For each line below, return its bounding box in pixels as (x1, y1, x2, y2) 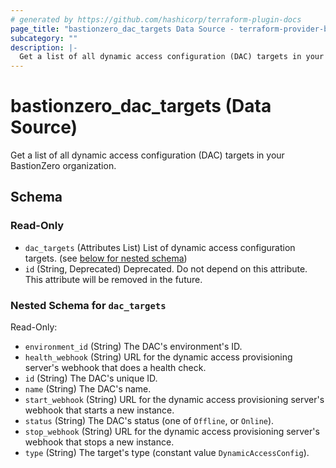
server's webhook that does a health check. (24, 362, 207, 374)
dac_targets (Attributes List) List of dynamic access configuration (24, 241, 296, 253)
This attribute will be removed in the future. (24, 273, 203, 285)
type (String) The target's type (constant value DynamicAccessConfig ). (24, 447, 310, 459)
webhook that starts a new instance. (24, 404, 175, 416)
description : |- (10, 42, 78, 53)
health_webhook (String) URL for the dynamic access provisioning (24, 351, 293, 363)
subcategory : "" (10, 33, 78, 43)
